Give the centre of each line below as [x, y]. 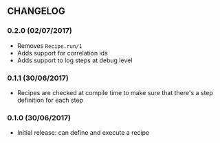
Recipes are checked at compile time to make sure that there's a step [115, 92]
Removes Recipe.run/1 [49, 45]
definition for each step [50, 100]
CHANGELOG [36, 11]
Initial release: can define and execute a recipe [83, 133]
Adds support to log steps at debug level [75, 60]
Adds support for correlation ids [62, 53]
